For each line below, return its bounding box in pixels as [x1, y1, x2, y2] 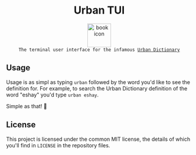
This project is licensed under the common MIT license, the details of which [6, 135, 191, 143]
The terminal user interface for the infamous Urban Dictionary [18, 47, 180, 53]
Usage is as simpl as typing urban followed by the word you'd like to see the [6, 78, 191, 86]
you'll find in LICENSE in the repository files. [6, 141, 110, 148]
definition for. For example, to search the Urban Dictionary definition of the [6, 85, 188, 92]
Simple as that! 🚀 [6, 102, 47, 109]
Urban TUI [73, 4, 125, 17]
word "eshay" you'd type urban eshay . [6, 91, 99, 98]
